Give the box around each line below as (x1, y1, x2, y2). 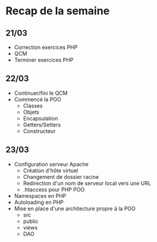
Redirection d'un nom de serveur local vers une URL (23, 179, 151, 187)
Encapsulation (23, 114, 58, 122)
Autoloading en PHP (14, 198, 64, 206)
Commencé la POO (14, 95, 62, 103)
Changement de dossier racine (23, 173, 99, 180)
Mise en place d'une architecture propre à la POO (14, 204, 136, 212)
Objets (23, 108, 40, 116)
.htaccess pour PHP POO (23, 186, 85, 193)
